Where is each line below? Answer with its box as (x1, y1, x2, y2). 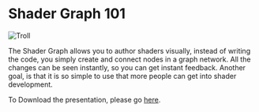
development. (8, 80, 53, 89)
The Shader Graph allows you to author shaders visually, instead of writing (8, 46, 251, 55)
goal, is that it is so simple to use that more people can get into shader (8, 71, 237, 80)
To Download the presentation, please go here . (8, 95, 161, 104)
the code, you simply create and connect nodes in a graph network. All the (8, 54, 251, 64)
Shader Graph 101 (8, 5, 126, 23)
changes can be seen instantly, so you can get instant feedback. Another (8, 62, 246, 72)
